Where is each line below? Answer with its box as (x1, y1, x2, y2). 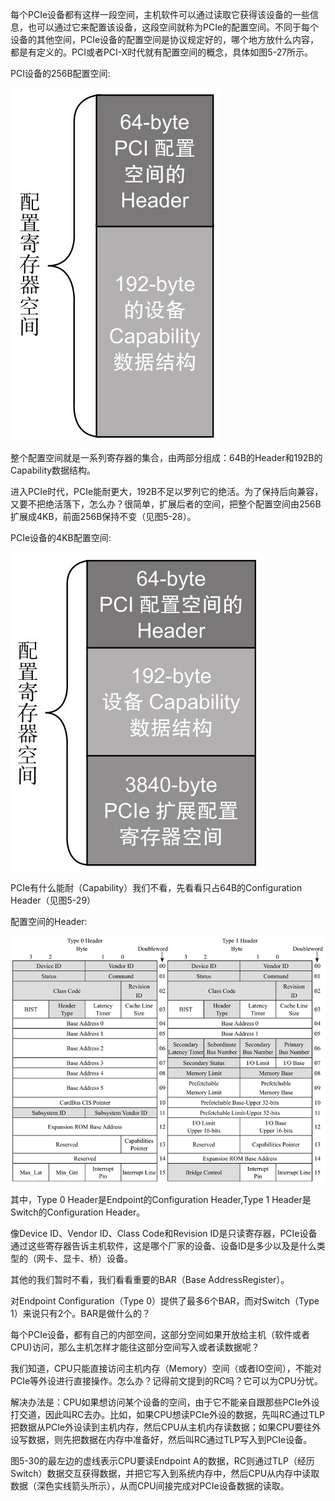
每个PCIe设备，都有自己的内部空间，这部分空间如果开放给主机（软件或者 (10, 1329, 311, 1341)
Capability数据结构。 (10, 464, 97, 476)
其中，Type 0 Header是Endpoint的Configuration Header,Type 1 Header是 (10, 1194, 312, 1206)
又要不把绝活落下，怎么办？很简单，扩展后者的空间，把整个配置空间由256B (10, 498, 322, 510)
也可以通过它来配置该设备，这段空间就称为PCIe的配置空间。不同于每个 (27, 21, 320, 33)
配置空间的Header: (10, 916, 88, 927)
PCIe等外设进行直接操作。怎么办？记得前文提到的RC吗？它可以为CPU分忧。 (10, 1375, 323, 1387)
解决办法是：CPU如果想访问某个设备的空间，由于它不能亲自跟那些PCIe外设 (10, 1396, 320, 1408)
